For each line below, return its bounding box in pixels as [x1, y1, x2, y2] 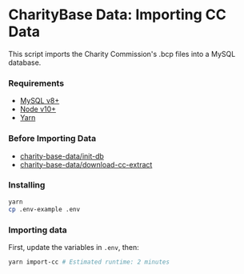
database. [8, 58, 42, 67]
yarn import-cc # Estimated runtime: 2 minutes [8, 258, 170, 266]
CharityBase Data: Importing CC [8, 6, 226, 24]
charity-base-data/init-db [19, 151, 104, 161]
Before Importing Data [8, 133, 97, 144]
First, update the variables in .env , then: [8, 242, 139, 252]
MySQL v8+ [19, 96, 60, 106]
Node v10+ [19, 104, 57, 114]
